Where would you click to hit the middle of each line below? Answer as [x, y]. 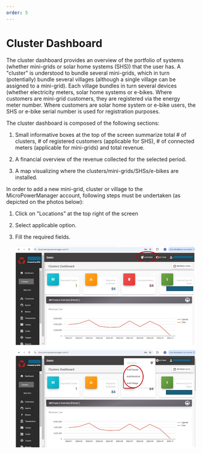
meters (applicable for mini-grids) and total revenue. [80, 147]
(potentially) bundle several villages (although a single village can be [91, 79]
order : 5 [17, 13]
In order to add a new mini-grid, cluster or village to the [75, 189]
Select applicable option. [46, 225]
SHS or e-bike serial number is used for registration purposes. [83, 111]
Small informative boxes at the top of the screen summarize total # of [100, 134]
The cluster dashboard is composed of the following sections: [83, 123]
